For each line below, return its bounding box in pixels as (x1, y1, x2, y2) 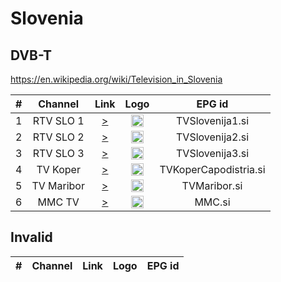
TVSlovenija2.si (176, 130, 250, 144)
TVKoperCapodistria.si (159, 163, 266, 176)
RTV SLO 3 (32, 147, 85, 160)
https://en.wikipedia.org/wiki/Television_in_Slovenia (10, 73, 223, 85)
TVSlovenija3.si (176, 147, 250, 160)
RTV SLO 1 (32, 114, 85, 127)
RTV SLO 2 (32, 130, 85, 144)
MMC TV (37, 195, 80, 209)
